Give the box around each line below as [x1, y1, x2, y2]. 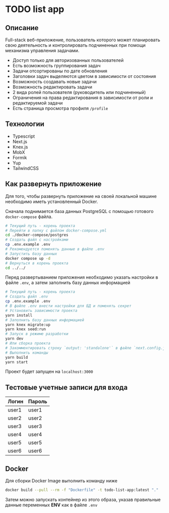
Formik [12, 154, 27, 160]
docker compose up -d [5, 256, 51, 261]
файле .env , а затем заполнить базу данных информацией [5, 280, 131, 286]
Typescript [12, 133, 35, 139]
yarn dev [5, 336, 24, 341]
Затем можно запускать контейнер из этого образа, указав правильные [5, 496, 161, 502]
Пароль [28, 398, 48, 405]
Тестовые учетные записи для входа [5, 383, 128, 391]
